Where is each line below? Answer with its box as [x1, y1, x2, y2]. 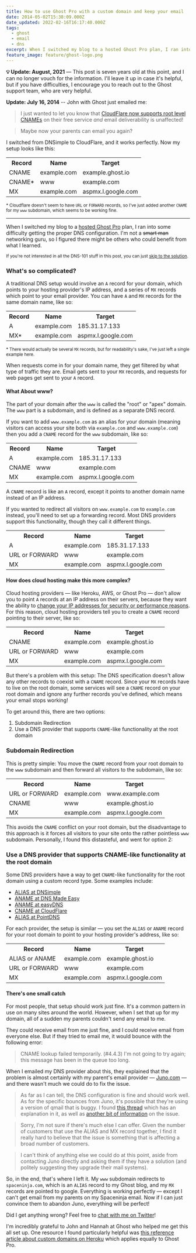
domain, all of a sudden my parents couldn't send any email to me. [6, 1016, 166, 1023]
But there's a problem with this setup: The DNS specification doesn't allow [6, 672, 185, 679]
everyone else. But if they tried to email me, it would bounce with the [6, 1033, 171, 1040]
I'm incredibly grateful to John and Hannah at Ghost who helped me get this [6, 1223, 188, 1230]
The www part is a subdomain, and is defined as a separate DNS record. [6, 407, 176, 414]
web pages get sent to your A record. [6, 374, 95, 381]
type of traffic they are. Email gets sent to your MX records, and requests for [6, 368, 187, 375]
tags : [6, 25, 19, 31]
